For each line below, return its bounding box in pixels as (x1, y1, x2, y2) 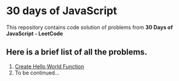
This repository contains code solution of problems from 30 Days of (6, 24, 173, 31)
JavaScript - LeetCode (6, 30, 64, 37)
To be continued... (14, 69, 59, 76)
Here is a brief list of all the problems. (6, 47, 147, 57)
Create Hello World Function (14, 63, 84, 70)
